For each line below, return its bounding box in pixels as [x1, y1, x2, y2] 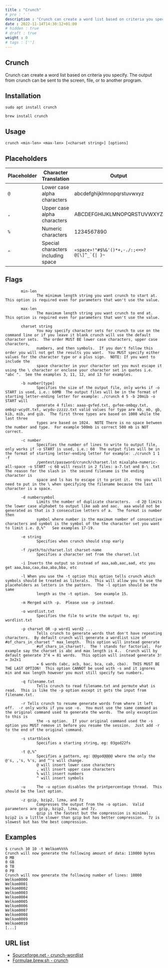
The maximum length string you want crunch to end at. [36, 310, 153, 316]
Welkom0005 [5, 899, 28, 904]
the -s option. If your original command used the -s [36, 718, 153, 723]
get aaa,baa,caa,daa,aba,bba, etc [5, 565, 77, 570]
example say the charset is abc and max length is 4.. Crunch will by [5, 648, 157, 653]
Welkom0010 [5, 921, 28, 926]
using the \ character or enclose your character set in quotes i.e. [5, 367, 153, 372]
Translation [41, 175, 70, 182]
